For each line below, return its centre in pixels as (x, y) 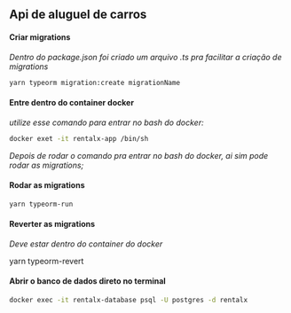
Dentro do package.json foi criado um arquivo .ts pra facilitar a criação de (145, 57)
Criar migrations (40, 37)
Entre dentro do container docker (72, 103)
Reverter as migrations (52, 224)
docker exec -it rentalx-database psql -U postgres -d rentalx (129, 301)
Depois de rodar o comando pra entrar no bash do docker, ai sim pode (139, 155)
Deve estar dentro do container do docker (86, 244)
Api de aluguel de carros (78, 15)
